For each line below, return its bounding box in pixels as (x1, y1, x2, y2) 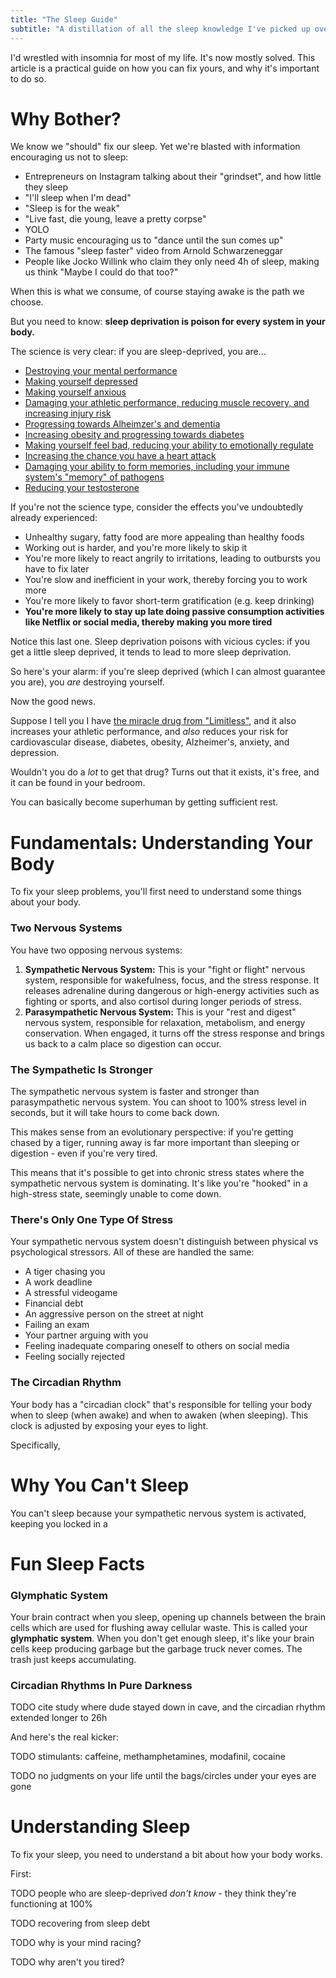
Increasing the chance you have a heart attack (24, 450, 217, 462)
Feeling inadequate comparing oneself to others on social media (24, 1340, 290, 1352)
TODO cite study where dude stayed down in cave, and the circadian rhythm (10, 1701, 326, 1713)
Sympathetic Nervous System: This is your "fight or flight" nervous (24, 963, 306, 975)
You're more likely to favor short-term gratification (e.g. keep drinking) (24, 595, 315, 607)
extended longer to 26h (10, 1712, 108, 1724)
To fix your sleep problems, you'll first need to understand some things (10, 886, 302, 898)
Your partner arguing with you (24, 1329, 149, 1341)
